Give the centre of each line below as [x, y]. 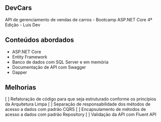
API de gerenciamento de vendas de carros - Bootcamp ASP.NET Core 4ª [79, 19]
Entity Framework [30, 57]
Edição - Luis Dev [23, 25]
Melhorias [21, 87]
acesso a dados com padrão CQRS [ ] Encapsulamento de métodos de [76, 109]
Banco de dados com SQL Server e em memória [60, 62]
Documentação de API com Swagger [49, 67]
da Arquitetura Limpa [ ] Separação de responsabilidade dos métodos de [78, 104]
